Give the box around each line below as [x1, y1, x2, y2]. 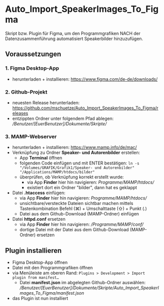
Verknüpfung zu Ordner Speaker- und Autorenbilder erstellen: [12, 150, 140, 155]
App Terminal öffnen [19, 155, 63, 161]
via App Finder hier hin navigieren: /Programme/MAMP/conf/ [19, 221, 144, 227]
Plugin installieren [5, 246, 62, 255]
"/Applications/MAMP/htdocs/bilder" [19, 170, 95, 175]
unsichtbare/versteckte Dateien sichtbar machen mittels [19, 201, 133, 206]
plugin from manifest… [12, 275, 59, 280]
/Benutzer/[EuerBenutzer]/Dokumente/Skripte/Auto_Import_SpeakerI [19, 285, 159, 291]
